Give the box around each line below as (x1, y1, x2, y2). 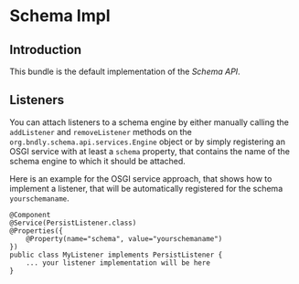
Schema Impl (9, 5, 112, 26)
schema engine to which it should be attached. (9, 155, 186, 166)
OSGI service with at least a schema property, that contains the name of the (9, 145, 291, 156)
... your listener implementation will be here (26, 258, 210, 268)
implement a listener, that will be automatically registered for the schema (9, 183, 283, 194)
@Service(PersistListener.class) (9, 218, 137, 227)
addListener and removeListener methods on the (9, 126, 192, 137)
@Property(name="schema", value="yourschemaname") (26, 234, 223, 243)
